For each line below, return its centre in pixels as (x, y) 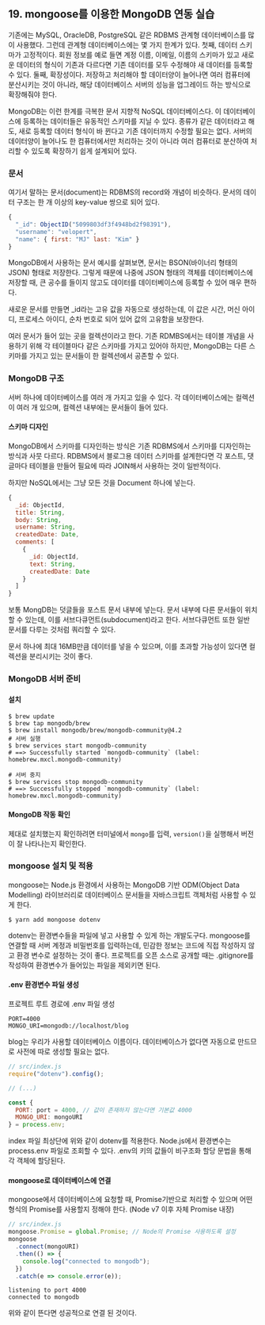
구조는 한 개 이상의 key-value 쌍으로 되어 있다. (88, 202)
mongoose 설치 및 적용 (51, 866)
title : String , (40, 513)
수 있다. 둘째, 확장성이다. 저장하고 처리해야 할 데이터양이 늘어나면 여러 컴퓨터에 (129, 75)
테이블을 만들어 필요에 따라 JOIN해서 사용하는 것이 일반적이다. (125, 466)
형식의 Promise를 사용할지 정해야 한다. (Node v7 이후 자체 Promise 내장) (121, 1209)
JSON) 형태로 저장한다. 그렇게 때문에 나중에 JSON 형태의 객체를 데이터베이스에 (131, 273)
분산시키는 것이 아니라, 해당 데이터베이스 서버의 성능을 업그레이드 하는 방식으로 (130, 84)
